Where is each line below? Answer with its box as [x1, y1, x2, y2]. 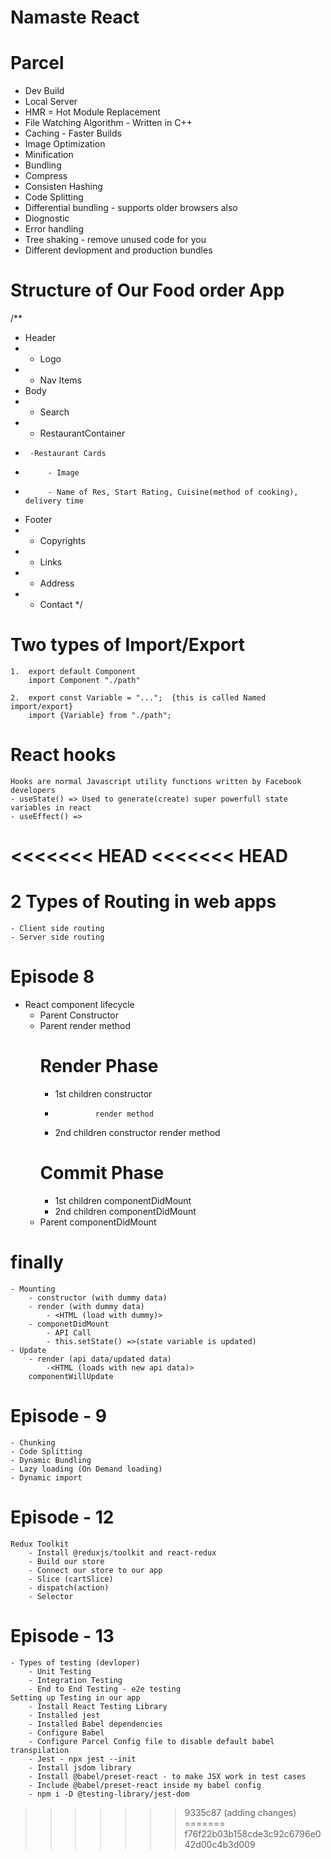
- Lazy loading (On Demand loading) [10, 1464, 163, 1474]
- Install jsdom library [28, 1762, 132, 1773]
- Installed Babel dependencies [28, 1719, 163, 1729]
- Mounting [10, 1284, 56, 1294]
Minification [24, 149, 74, 161]
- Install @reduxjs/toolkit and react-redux [28, 1547, 217, 1558]
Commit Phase [39, 1162, 165, 1185]
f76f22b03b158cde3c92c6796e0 [184, 1827, 322, 1840]
